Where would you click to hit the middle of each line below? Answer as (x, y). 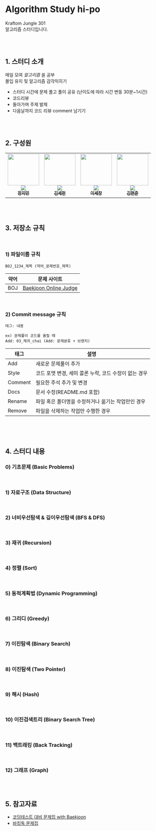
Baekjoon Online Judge (50, 288)
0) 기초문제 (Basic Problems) (40, 467)
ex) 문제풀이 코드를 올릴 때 (30, 336)
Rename (18, 401)
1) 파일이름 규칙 (23, 254)
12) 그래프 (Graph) (27, 770)
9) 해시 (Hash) (22, 694)
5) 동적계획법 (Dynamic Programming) (51, 593)
